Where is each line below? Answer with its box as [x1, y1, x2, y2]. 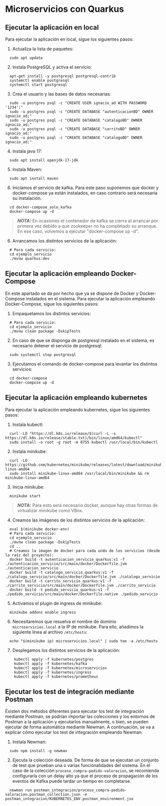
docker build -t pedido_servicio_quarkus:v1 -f [9, 587, 110, 592]
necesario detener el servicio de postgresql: [12, 342, 102, 348]
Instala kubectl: [12, 422, 43, 427]
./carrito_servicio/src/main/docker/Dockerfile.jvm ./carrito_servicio [5, 583, 156, 588]
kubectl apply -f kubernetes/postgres [14, 657, 94, 662]
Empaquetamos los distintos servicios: [12, 310, 91, 316]
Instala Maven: [12, 167, 42, 172]
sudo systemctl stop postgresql [9, 352, 77, 357]
